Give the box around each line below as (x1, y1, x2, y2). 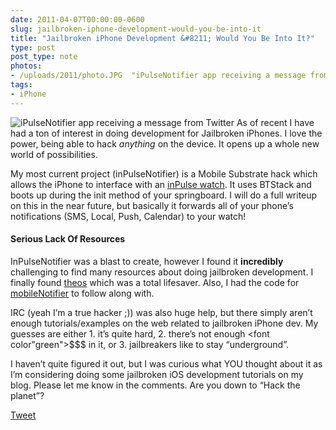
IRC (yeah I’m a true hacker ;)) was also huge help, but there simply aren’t (10, 306, 313, 318)
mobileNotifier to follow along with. (10, 287, 155, 299)
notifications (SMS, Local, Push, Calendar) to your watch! (10, 210, 247, 222)
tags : (10, 80, 33, 90)
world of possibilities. (10, 148, 98, 160)
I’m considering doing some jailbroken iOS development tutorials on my (10, 368, 304, 380)
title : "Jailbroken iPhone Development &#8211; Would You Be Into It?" (10, 33, 315, 43)
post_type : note (10, 52, 78, 62)
